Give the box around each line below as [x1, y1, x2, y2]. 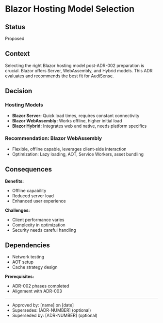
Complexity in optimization [12, 222, 65, 228]
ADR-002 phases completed [12, 283, 69, 289]
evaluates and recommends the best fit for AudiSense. [5, 73, 114, 79]
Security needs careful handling [12, 227, 76, 233]
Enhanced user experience [12, 198, 66, 204]
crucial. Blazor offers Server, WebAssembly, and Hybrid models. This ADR [5, 68, 153, 73]
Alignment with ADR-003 [12, 288, 62, 294]
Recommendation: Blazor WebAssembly [5, 135, 102, 142]
